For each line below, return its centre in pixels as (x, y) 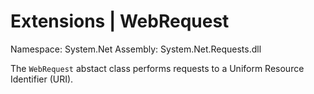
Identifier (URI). (42, 79)
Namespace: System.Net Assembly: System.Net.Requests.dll (136, 49)
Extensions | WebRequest (120, 21)
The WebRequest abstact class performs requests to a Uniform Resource (157, 68)
